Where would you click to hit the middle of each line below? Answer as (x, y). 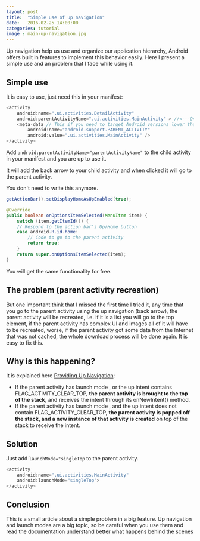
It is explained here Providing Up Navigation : (61, 376)
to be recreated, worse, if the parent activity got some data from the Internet (100, 330)
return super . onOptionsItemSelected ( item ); (72, 254)
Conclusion (28, 505)
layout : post (22, 12)
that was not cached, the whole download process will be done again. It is (97, 336)
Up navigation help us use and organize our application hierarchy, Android (97, 51)
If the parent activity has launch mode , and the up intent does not (96, 406)
